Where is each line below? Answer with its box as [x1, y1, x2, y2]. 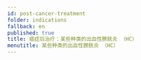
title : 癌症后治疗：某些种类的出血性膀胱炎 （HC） [7, 36, 138, 43]
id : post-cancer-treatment [7, 10, 86, 17]
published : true [7, 29, 54, 37]
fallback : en [7, 23, 45, 30]
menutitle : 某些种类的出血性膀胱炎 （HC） [7, 42, 119, 49]
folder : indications [7, 17, 68, 23]
